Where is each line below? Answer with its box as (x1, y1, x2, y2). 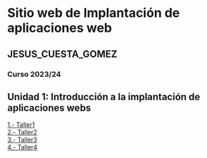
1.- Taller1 (7, 121, 35, 129)
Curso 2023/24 (7, 69, 61, 79)
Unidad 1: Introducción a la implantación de (7, 90, 201, 103)
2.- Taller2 (7, 128, 37, 137)
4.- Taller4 (7, 143, 38, 152)
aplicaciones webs (7, 102, 92, 114)
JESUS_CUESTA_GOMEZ (7, 48, 118, 60)
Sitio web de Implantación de (7, 5, 180, 21)
